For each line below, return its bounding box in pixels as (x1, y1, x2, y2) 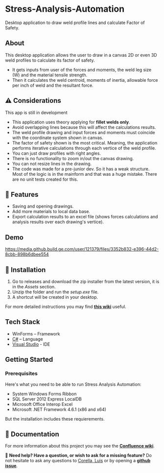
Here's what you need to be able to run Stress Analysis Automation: (5, 381, 141, 387)
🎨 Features (5, 190, 39, 199)
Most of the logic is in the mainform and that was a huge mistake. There (12, 171, 158, 177)
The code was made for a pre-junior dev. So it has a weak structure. (12, 166, 150, 172)
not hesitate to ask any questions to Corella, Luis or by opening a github (5, 458, 151, 464)
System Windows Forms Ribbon (12, 391, 77, 397)
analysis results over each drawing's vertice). (12, 219, 104, 225)
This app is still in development (5, 109, 68, 116)
